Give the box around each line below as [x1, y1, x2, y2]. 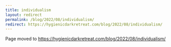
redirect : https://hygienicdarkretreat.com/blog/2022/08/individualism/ [5, 21, 163, 27]
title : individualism [5, 7, 51, 13]
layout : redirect [5, 12, 42, 17]
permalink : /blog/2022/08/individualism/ [5, 17, 95, 22]
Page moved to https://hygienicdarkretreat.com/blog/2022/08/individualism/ [5, 36, 166, 42]
